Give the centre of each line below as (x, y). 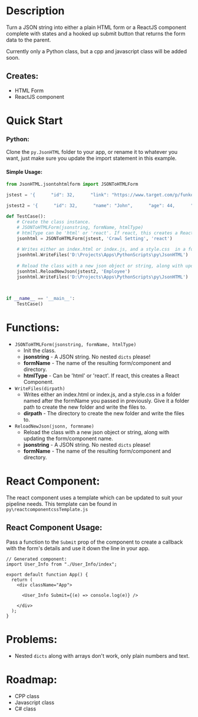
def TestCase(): (26, 217)
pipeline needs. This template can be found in (62, 503)
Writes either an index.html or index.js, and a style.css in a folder (102, 394)
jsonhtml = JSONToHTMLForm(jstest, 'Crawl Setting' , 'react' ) (95, 238)
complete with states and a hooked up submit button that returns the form (96, 33)
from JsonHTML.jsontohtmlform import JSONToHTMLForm (72, 185)
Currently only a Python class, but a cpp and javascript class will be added (97, 51)
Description (35, 11)
